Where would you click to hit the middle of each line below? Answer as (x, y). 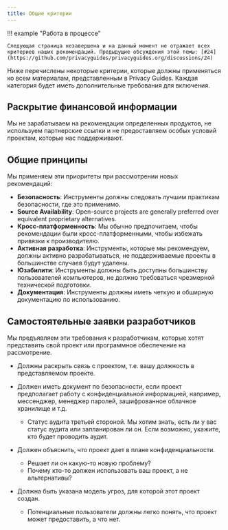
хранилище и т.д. (42, 409)
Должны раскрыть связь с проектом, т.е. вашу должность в (105, 366)
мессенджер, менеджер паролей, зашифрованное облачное (106, 401)
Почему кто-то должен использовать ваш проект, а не (107, 471)
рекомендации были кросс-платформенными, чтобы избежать (110, 234)
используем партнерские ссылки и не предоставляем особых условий (112, 131)
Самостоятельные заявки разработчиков (102, 321)
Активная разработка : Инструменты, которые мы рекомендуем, (113, 248)
